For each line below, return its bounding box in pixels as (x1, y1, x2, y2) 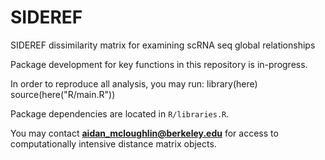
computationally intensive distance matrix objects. (10, 137, 217, 150)
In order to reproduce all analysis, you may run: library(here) (10, 77, 258, 90)
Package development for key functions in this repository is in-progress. (10, 58, 308, 70)
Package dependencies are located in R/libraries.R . (10, 107, 230, 120)
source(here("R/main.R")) (10, 88, 116, 100)
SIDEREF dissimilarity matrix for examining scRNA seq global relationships (10, 39, 316, 51)
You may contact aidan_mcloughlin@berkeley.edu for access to (10, 127, 279, 139)
